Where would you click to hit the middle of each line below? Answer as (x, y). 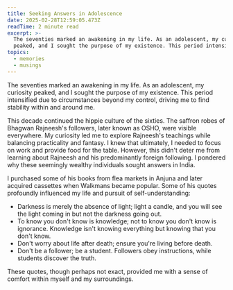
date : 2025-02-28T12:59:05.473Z (54, 20)
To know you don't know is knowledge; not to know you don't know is (117, 221)
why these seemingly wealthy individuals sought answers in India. (101, 164)
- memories (29, 59)
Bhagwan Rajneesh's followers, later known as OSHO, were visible (102, 128)
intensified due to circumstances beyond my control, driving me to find (109, 100)
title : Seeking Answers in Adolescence (65, 14)
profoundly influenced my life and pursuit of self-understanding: (99, 193)
